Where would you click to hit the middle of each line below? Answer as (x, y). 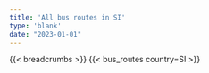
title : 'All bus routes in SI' (67, 17)
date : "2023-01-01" (46, 34)
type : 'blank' (36, 26)
